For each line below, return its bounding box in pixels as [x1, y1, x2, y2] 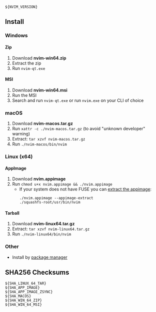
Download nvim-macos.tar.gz [12, 121, 74, 126]
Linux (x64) [5, 153, 33, 160]
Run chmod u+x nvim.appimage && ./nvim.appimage [12, 181, 112, 187]
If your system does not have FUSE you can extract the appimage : [19, 187, 152, 192]
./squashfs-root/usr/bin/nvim [19, 200, 81, 205]
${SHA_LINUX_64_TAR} [5, 281, 47, 286]
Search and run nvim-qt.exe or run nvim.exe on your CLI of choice [12, 97, 144, 103]
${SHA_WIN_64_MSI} [5, 302, 42, 307]
